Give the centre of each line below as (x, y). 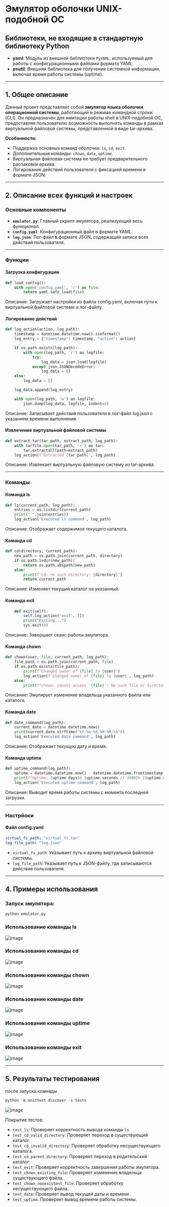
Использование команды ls (41, 927)
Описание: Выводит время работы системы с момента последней (77, 792)
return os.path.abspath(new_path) (59, 565)
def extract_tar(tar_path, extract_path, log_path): (62, 441)
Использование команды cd (42, 951)
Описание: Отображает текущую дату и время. (56, 746)
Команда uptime (23, 758)
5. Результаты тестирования (52, 1079)
